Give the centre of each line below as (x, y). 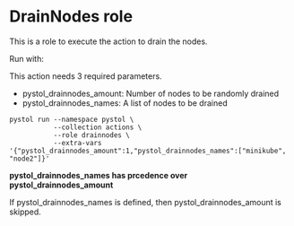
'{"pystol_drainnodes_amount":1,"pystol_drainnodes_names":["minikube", (148, 151)
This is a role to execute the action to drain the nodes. (108, 41)
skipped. (26, 212)
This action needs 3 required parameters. (86, 76)
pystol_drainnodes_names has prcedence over (99, 175)
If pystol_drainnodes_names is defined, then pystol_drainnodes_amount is (146, 202)
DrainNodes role (71, 17)
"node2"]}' (30, 159)
